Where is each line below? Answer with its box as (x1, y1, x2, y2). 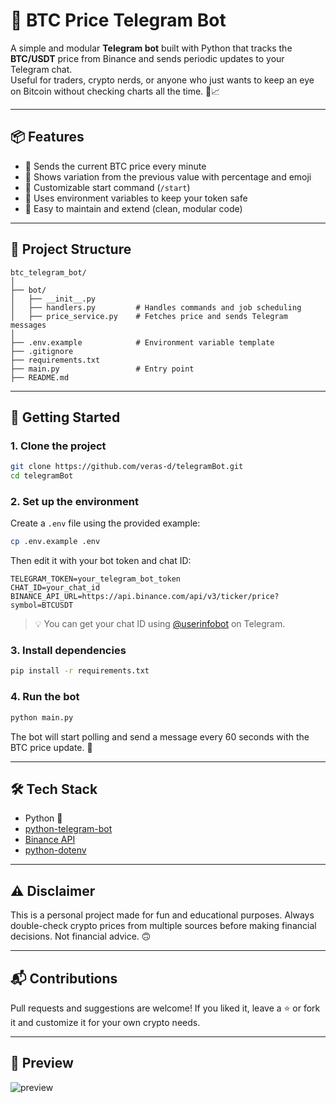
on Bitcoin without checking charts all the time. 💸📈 (10, 85, 221, 97)
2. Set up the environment (10, 494, 139, 508)
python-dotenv (24, 844, 87, 856)
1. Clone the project (10, 439, 107, 453)
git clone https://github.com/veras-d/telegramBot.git (10, 462, 244, 472)
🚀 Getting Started (10, 409, 121, 426)
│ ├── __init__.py (10, 294, 97, 304)
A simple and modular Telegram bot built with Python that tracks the (10, 42, 293, 54)
